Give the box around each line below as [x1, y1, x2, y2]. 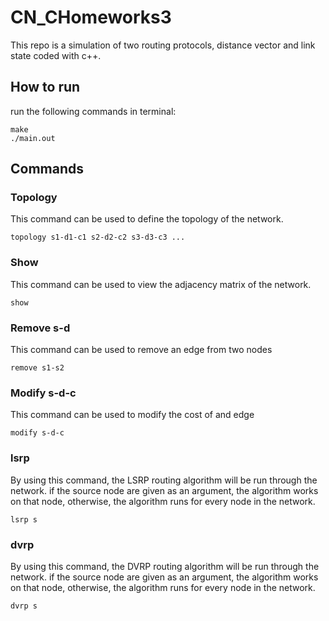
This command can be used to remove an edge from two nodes [10, 344, 273, 356]
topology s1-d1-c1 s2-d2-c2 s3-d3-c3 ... [10, 232, 186, 243]
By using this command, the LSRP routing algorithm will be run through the [10, 474, 318, 486]
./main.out [10, 133, 56, 143]
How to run [10, 79, 81, 96]
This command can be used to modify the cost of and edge [10, 409, 255, 421]
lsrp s [10, 514, 38, 525]
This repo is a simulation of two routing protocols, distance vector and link [10, 39, 316, 51]
